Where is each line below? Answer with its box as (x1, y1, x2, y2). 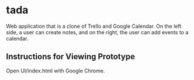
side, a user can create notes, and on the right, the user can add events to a (6, 28, 189, 35)
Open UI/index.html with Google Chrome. (6, 67, 105, 74)
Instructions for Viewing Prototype (6, 52, 136, 61)
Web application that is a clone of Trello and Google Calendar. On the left (6, 23, 182, 30)
